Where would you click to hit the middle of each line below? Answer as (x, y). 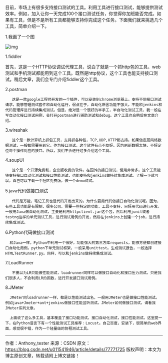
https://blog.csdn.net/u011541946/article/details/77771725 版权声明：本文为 (83, 349)
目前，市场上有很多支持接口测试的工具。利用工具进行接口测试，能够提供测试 (84, 7)
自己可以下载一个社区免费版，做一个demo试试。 (54, 181)
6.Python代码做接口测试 (30, 232)
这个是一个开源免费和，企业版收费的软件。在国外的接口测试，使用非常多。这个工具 (84, 170)
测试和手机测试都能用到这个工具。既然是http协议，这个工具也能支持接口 (79, 73)
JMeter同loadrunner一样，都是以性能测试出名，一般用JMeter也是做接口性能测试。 (84, 297)
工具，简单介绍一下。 (27, 26)
